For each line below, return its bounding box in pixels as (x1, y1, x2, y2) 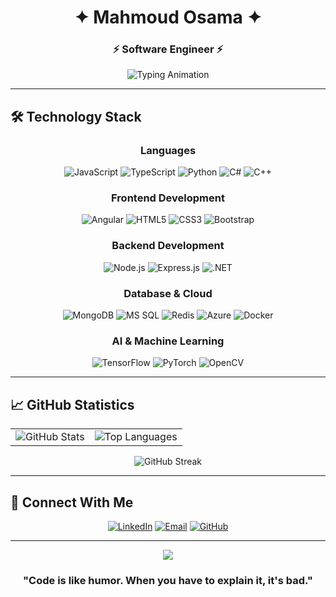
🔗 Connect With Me (10, 494, 134, 511)
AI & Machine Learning (111, 334, 225, 348)
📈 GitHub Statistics (10, 396, 135, 413)
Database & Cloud (123, 286, 213, 300)
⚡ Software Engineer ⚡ (112, 42, 224, 56)
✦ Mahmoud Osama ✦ (74, 6, 262, 29)
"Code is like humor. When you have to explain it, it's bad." (23, 573, 313, 587)
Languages (139, 143, 197, 157)
